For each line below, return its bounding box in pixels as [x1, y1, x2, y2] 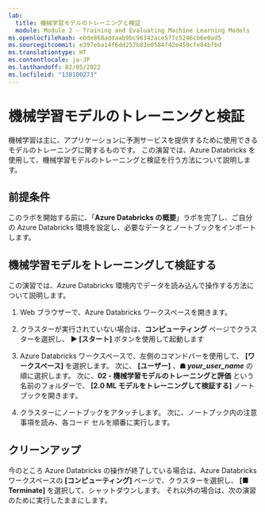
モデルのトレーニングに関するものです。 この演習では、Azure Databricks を [8, 144, 256, 155]
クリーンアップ [8, 443, 81, 456]
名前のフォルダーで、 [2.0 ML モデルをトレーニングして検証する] [19, 381, 232, 391]
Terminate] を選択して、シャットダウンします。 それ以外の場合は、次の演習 [8, 486, 256, 495]
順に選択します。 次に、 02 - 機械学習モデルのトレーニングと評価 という [19, 371, 255, 381]
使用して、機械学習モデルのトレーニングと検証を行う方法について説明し [8, 155, 244, 164]
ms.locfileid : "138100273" [8, 71, 98, 79]
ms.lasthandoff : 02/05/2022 [8, 64, 102, 71]
